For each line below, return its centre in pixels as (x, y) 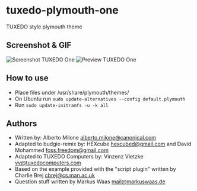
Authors (22, 123)
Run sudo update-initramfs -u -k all (61, 105)
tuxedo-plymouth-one (62, 10)
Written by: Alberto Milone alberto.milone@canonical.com (85, 138)
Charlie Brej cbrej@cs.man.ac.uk (55, 176)
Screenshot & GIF (39, 45)
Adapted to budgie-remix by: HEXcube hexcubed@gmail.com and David (103, 144)
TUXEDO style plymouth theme (44, 27)
